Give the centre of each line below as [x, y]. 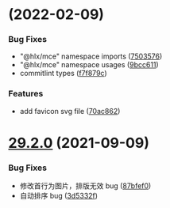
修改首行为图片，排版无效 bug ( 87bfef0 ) [85, 186]
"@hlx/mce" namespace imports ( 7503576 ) [91, 56]
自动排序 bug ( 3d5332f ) [58, 196]
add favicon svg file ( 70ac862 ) [70, 111]
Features [26, 94]
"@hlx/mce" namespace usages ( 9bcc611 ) [89, 65]
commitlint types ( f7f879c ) [63, 74]
